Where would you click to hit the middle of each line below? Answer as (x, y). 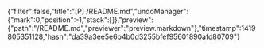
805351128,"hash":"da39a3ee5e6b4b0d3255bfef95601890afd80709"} (124, 36)
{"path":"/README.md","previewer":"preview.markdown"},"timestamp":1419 (132, 28)
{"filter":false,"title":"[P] (46, 11)
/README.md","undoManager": (137, 11)
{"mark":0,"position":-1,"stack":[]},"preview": (81, 20)
